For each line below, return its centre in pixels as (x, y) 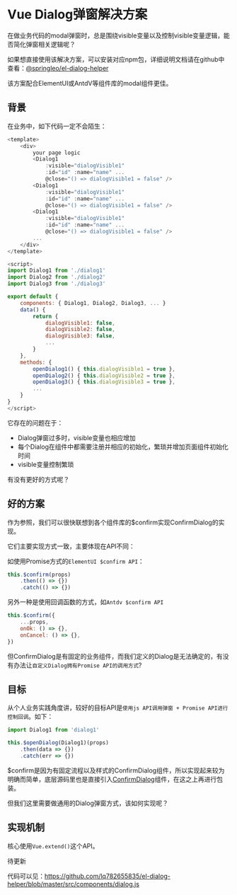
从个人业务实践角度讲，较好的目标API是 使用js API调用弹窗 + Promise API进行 (118, 708)
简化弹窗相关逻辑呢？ (44, 44)
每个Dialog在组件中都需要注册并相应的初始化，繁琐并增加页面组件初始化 (123, 446)
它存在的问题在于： (35, 422)
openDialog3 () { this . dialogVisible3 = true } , (104, 382)
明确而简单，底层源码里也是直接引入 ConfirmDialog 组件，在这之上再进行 (112, 779)
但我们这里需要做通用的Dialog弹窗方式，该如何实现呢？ (88, 803)
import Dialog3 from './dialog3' (57, 284)
